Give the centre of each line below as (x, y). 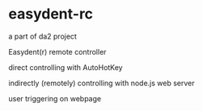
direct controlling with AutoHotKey (66, 67)
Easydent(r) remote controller (57, 51)
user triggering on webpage (55, 98)
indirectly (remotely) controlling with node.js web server (101, 83)
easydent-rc (51, 14)
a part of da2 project (42, 36)
